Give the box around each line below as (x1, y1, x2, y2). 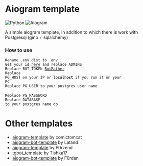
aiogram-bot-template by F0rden (12, 155, 79, 161)
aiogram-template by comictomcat (12, 134, 82, 140)
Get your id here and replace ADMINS (5, 62, 82, 67)
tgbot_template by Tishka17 (12, 150, 68, 156)
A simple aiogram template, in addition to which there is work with (5, 29, 138, 35)
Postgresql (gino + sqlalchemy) (5, 34, 68, 40)
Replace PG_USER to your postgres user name (5, 83, 97, 89)
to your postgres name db (5, 102, 58, 107)
